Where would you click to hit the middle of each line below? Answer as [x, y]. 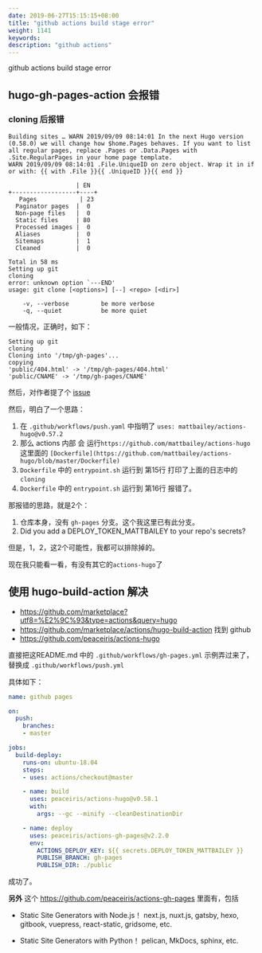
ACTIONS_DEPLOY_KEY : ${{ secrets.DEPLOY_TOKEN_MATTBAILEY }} [141, 850]
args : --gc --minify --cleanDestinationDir [110, 814]
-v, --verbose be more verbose [89, 303]
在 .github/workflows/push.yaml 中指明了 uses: [97, 426]
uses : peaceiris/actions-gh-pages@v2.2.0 [99, 836]
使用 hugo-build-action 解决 [78, 592]
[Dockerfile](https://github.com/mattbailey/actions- [141, 453]
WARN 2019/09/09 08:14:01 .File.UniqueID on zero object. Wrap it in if [131, 164]
